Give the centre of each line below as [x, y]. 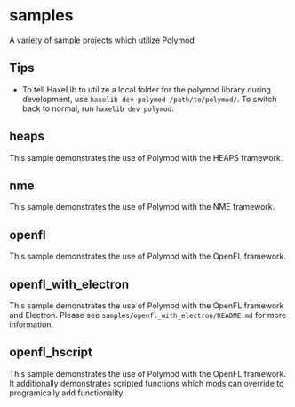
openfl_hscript [51, 352]
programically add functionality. [68, 393]
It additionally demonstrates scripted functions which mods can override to [147, 383]
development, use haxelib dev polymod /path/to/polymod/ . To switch [149, 99]
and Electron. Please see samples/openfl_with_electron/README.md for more [148, 315]
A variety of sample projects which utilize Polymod [102, 40]
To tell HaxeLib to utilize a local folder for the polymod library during [146, 89]
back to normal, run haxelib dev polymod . [98, 108]
